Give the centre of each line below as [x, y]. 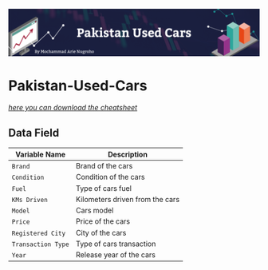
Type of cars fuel [103, 188]
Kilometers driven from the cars [128, 199]
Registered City [39, 233]
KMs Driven [30, 200]
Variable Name [41, 154]
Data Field [34, 133]
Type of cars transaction [116, 244]
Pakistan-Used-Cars [78, 85]
